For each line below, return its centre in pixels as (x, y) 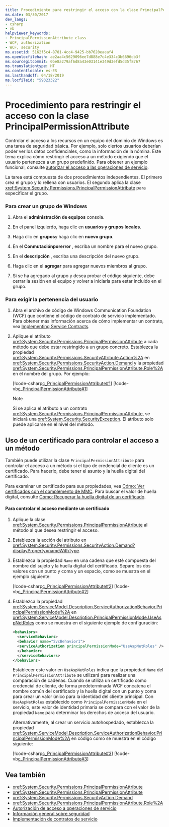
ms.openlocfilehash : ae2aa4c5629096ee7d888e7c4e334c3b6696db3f (73, 57)
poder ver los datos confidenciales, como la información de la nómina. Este (83, 151)
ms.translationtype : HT (30, 66)
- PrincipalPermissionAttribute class (46, 38)
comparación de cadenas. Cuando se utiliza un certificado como (79, 680)
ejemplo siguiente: (32, 577)
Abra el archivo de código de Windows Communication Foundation (82, 310)
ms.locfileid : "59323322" (32, 80)
